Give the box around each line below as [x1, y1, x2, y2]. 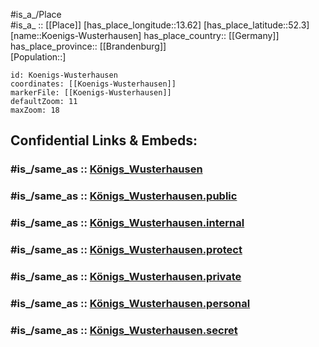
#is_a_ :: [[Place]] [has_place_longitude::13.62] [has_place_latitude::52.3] [10, 19, 310, 31]
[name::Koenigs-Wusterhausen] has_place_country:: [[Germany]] [10, 30, 280, 41]
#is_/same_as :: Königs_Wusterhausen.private [10, 270, 242, 283]
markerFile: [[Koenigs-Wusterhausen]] [10, 88, 172, 98]
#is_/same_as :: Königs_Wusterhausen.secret [10, 323, 238, 337]
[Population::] [10, 51, 67, 63]
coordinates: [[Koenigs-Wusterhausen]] [10, 79, 177, 89]
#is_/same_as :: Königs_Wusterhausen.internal [10, 216, 245, 230]
